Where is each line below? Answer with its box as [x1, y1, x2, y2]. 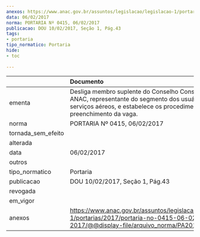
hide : [6, 48, 20, 53]
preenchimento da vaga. [70, 109, 138, 118]
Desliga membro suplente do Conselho [70, 87, 179, 96]
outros [9, 158, 28, 166]
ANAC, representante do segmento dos [70, 94, 180, 103]
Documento [70, 77, 104, 86]
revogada [9, 187, 36, 195]
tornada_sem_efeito [9, 129, 64, 137]
